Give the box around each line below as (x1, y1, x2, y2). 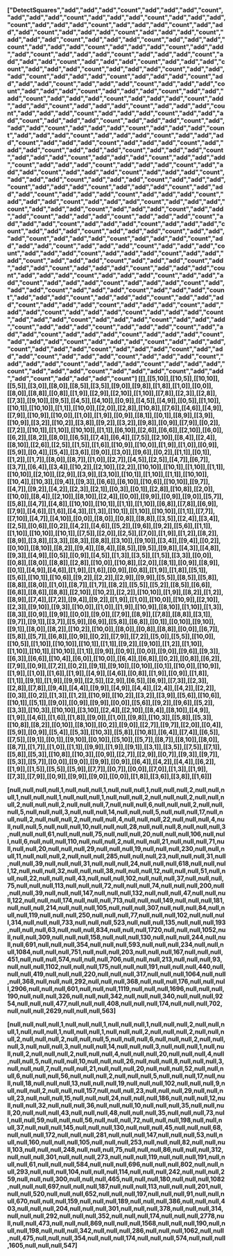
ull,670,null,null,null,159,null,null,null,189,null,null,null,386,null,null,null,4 (7, 1197, 225, 1205)
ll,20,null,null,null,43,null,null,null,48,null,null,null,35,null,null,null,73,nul (7, 1109, 225, 1117)
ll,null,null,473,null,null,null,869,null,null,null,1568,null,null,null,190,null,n (7, 1219, 225, 1227)
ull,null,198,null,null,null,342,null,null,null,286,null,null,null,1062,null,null (7, 1227, 224, 1235)
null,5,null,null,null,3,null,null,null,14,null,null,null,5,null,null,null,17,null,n (7, 808, 223, 816)
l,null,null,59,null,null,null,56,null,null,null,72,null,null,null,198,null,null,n (7, 1116, 223, 1124)
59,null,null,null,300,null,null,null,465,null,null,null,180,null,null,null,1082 (7, 1175, 225, 1183)
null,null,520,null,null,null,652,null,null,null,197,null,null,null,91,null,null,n (7, 1189, 225, 1198)
